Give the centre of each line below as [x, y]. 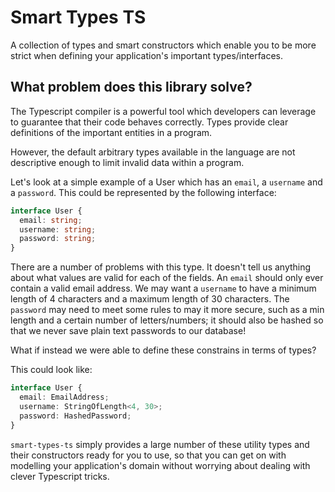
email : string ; [51, 220]
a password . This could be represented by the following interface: [143, 192]
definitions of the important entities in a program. [111, 132]
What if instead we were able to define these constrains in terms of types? [163, 350]
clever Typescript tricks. [60, 476]
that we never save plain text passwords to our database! [128, 331]
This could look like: [51, 370]
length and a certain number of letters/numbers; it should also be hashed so [167, 320]
